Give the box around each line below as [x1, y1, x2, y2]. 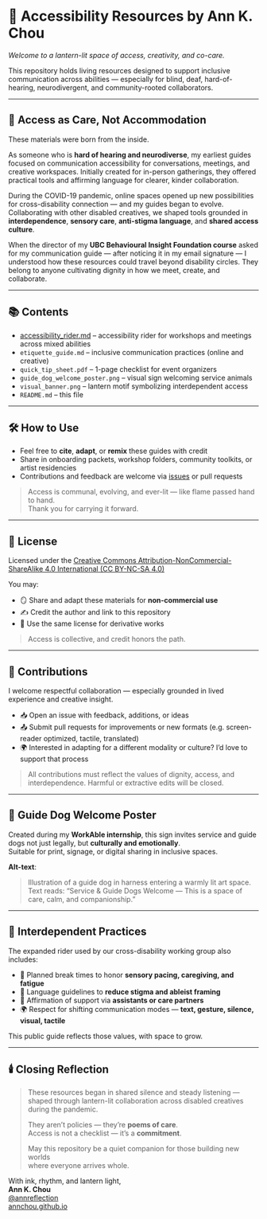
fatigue [19, 979, 45, 988]
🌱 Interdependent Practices [8, 925, 147, 939]
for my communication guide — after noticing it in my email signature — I [8, 248, 247, 258]
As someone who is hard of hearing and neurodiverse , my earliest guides [8, 150, 252, 159]
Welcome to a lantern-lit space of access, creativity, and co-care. [8, 50, 225, 60]
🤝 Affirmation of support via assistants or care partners [19, 995, 204, 1005]
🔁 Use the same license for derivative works [19, 619, 164, 628]
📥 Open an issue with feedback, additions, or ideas [19, 710, 189, 720]
